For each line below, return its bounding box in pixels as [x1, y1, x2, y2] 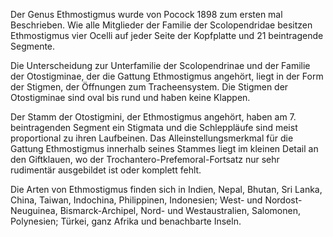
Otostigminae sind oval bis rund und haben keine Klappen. [10, 92, 251, 103]
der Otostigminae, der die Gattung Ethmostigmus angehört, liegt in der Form [10, 70, 324, 82]
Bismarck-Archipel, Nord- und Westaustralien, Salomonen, [59, 205, 301, 216]
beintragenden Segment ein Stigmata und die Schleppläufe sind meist [10, 122, 298, 133]
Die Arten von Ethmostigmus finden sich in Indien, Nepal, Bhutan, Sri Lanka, [10, 184, 323, 195]
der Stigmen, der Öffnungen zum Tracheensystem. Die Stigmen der [10, 81, 289, 93]
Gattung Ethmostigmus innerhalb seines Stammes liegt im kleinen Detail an [10, 143, 319, 154]
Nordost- [264, 194, 303, 206]
